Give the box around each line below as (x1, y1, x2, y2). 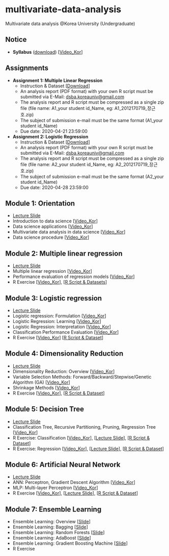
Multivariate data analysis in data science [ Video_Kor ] (12, 229, 126, 235)
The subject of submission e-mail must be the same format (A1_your (20, 117, 163, 123)
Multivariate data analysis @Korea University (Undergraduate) (5, 20, 135, 27)
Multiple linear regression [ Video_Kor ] (12, 268, 93, 274)
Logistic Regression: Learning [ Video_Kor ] (12, 318, 101, 324)
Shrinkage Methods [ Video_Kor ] (12, 384, 80, 390)
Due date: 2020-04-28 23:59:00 (20, 184, 89, 190)
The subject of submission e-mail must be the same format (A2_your (20, 173, 164, 179)
